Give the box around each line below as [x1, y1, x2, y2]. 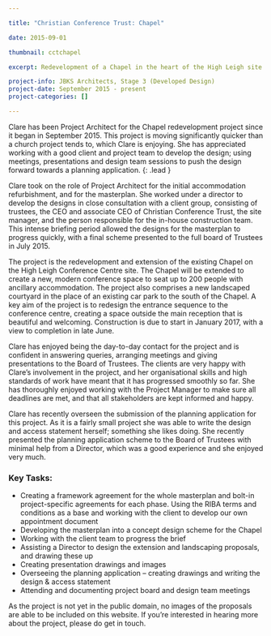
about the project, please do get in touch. [8, 618, 146, 629]
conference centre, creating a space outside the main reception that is [8, 308, 243, 318]
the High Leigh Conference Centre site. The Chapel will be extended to [8, 265, 244, 275]
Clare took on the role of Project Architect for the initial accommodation [8, 180, 247, 191]
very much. [8, 452, 46, 462]
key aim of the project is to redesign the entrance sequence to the [8, 299, 229, 309]
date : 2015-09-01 [8, 33, 67, 41]
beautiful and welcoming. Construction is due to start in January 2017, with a [8, 317, 264, 327]
